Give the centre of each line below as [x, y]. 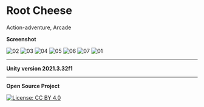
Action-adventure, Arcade [39, 27]
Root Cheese [39, 11]
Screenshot [21, 39]
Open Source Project [33, 86]
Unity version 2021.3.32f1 [39, 68]
